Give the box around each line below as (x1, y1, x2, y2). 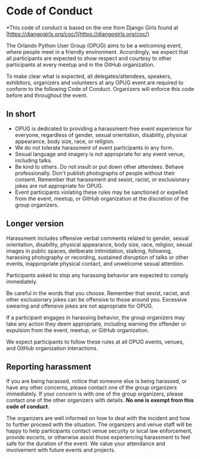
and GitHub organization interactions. (6, 344, 99, 351)
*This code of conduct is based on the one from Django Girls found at (6, 24, 179, 31)
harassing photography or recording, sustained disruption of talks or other (6, 253, 189, 261)
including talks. (14, 157, 53, 164)
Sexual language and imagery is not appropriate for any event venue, (14, 150, 185, 157)
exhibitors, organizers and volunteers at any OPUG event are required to (6, 79, 184, 86)
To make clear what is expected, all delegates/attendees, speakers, (6, 72, 172, 80)
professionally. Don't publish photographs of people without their (14, 169, 176, 177)
